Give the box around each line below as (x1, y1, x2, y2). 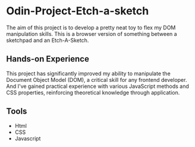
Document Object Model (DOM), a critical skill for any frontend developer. (6, 76, 187, 83)
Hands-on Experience (6, 54, 89, 64)
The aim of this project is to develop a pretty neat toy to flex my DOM (6, 24, 176, 31)
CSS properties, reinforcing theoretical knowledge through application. (6, 88, 180, 96)
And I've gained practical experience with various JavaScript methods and (6, 82, 189, 90)
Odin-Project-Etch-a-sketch (6, 4, 149, 18)
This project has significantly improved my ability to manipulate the (6, 70, 171, 77)
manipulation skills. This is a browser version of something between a (6, 30, 177, 37)
